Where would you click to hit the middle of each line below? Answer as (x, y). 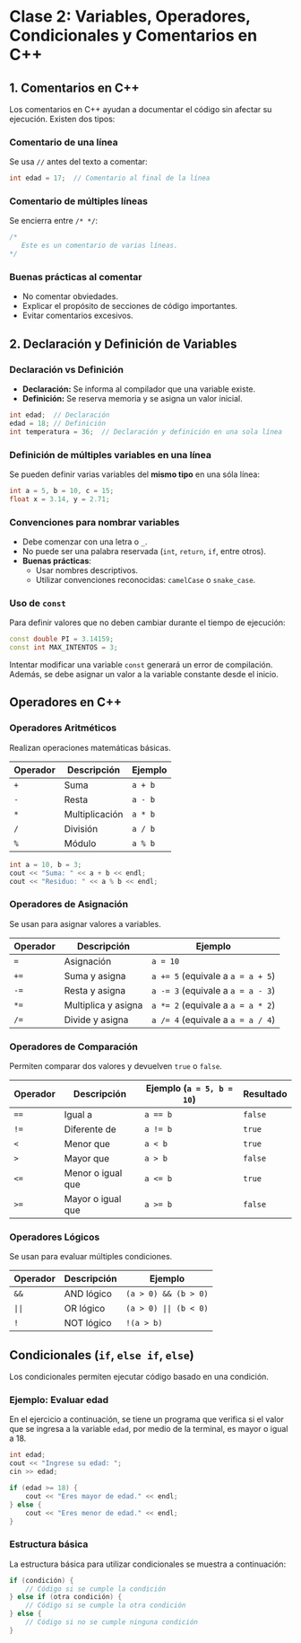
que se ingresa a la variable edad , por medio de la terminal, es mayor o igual (149, 1429)
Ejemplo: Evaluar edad (59, 1400)
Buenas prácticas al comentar (76, 278)
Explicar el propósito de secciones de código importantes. (130, 306)
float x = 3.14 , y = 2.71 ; (60, 499)
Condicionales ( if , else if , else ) (102, 1355)
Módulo (80, 844)
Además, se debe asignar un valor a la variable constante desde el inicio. (144, 675)
